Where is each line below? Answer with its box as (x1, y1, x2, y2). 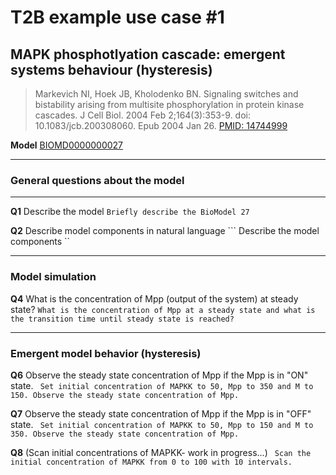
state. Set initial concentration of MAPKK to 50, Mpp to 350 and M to (10, 379, 314, 391)
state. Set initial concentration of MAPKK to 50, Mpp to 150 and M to (10, 418, 314, 430)
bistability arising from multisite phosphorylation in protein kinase (34, 99, 305, 110)
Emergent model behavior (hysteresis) (10, 346, 202, 360)
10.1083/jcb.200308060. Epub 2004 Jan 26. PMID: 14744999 (34, 120, 288, 131)
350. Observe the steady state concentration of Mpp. (10, 429, 240, 439)
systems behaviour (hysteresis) (10, 61, 213, 78)
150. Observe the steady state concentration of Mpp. (10, 390, 240, 400)
